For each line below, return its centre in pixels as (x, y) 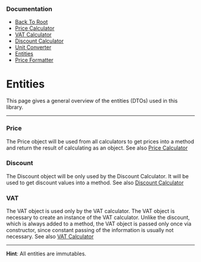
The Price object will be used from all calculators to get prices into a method (100, 141)
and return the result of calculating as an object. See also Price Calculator (97, 148)
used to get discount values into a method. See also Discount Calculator (95, 182)
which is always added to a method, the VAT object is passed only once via (99, 224)
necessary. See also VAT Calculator (50, 237)
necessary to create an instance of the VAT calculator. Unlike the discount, (98, 218)
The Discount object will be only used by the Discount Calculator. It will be (98, 176)
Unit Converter (33, 47)
